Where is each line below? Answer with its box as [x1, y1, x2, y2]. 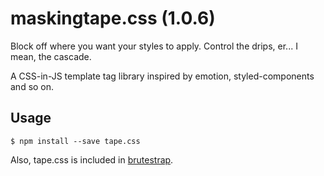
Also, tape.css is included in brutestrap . [10, 153, 174, 166]
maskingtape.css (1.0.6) [10, 7, 216, 30]
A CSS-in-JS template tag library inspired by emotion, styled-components [10, 70, 315, 82]
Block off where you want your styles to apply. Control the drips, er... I [10, 40, 298, 52]
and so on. [10, 80, 55, 92]
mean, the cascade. [10, 50, 92, 62]
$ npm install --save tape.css [10, 136, 141, 146]
